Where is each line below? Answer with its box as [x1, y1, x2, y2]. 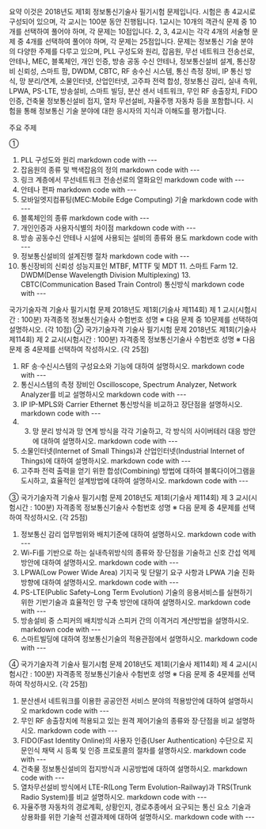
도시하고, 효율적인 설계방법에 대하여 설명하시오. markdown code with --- [20, 476, 249, 486]
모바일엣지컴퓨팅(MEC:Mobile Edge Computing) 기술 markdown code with [20, 195, 258, 204]
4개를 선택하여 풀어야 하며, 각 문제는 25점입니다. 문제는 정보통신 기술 [25, 36, 239, 46]
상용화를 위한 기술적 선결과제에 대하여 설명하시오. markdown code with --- [20, 812, 256, 821]
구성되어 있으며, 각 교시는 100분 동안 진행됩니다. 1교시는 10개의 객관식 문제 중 [9, 17, 248, 26]
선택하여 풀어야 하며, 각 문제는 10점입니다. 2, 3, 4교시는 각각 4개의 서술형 [23, 27, 250, 36]
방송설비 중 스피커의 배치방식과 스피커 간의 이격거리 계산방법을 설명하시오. [20, 616, 249, 625]
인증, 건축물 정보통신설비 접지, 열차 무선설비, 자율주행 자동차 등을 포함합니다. [9, 96, 245, 106]
